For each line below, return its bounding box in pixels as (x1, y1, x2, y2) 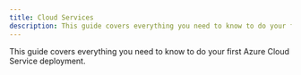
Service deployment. (9, 55, 86, 66)
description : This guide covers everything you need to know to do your (9, 21, 287, 30)
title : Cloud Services (9, 12, 94, 22)
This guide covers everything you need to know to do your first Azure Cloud (9, 46, 289, 56)
